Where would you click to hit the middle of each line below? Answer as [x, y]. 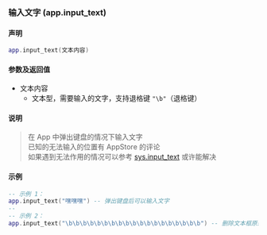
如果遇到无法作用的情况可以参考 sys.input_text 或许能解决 [122, 157]
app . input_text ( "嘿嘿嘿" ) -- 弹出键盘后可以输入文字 [89, 201]
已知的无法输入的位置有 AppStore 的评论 [94, 147]
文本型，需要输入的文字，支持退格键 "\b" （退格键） [116, 98]
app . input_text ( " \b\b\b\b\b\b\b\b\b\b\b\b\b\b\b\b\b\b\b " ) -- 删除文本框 [130, 224]
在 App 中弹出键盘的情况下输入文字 [85, 137]
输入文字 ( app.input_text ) [58, 12]
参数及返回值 [29, 69]
